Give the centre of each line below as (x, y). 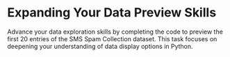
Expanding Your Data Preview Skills (112, 13)
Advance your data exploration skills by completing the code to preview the (115, 32)
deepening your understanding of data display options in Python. (100, 46)
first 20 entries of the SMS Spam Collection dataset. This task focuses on (112, 38)
